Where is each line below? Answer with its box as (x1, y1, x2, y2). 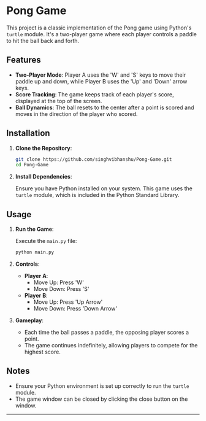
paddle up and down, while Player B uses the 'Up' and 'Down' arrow (15, 77, 188, 85)
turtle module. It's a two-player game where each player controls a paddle (6, 30, 197, 37)
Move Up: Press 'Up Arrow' (33, 298, 103, 306)
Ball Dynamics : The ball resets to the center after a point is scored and (15, 104, 194, 111)
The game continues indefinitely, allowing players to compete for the (24, 342, 198, 349)
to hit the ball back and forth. (6, 37, 80, 44)
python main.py (15, 249, 55, 255)
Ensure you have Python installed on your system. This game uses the (15, 185, 193, 192)
